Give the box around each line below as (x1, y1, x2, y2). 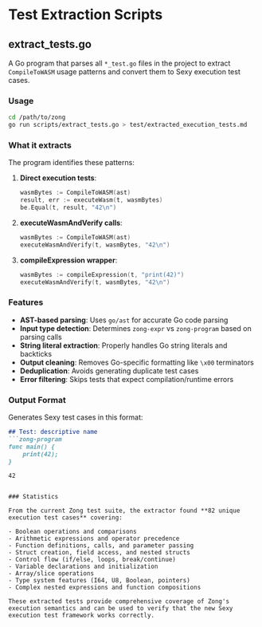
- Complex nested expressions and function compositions (8, 584, 201, 592)
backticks (19, 349, 53, 358)
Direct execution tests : (19, 173, 97, 183)
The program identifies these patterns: (8, 158, 135, 168)
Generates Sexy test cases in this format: (8, 412, 143, 422)
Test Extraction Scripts (8, 6, 163, 24)
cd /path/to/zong (8, 113, 66, 121)
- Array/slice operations (8, 570, 94, 578)
